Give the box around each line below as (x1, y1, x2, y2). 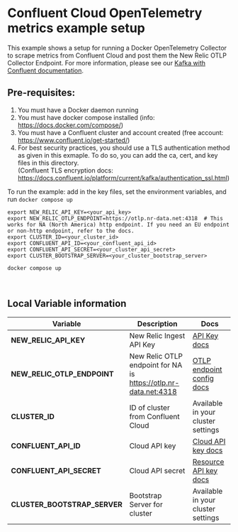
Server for (129, 499, 163, 509)
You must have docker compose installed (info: (17, 113, 155, 121)
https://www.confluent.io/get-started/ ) (17, 136, 130, 144)
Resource (192, 457, 225, 467)
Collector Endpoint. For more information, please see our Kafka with (7, 58, 205, 67)
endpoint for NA (129, 360, 183, 370)
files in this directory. (17, 158, 79, 167)
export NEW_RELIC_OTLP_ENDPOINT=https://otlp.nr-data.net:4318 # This (7, 215, 223, 222)
